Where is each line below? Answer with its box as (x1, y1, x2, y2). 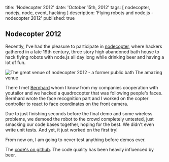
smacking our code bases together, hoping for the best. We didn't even (5, 121, 154, 127)
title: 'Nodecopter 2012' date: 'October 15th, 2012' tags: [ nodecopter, (5, 5, 151, 10)
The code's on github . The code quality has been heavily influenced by (5, 146, 154, 152)
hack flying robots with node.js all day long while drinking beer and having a (5, 54, 164, 60)
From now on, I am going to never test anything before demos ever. (5, 137, 146, 143)
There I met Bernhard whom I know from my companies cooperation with (5, 84, 158, 90)
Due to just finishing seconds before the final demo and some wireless (5, 110, 153, 116)
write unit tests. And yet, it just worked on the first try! (5, 126, 118, 133)
